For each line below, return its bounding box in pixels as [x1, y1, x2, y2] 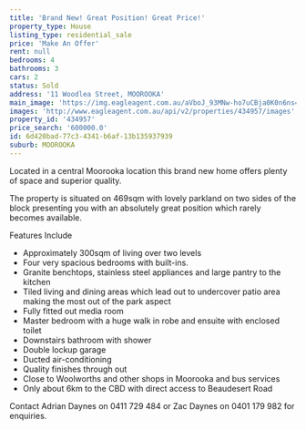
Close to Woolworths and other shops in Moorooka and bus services [22, 373, 280, 384]
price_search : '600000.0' [9, 124, 107, 133]
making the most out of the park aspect [22, 295, 171, 306]
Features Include [9, 230, 73, 241]
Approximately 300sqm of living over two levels [22, 247, 202, 258]
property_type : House [9, 22, 92, 31]
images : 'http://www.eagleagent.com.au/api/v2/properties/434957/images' [9, 107, 296, 116]
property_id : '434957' [9, 115, 96, 124]
